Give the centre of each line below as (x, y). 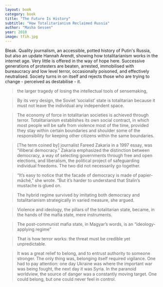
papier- (145, 175)
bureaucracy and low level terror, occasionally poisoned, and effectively (77, 71)
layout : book (18, 9)
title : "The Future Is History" (38, 18)
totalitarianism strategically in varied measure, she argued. (76, 200)
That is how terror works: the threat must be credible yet (73, 238)
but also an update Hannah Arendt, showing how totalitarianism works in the (81, 55)
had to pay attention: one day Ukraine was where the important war (84, 264)
